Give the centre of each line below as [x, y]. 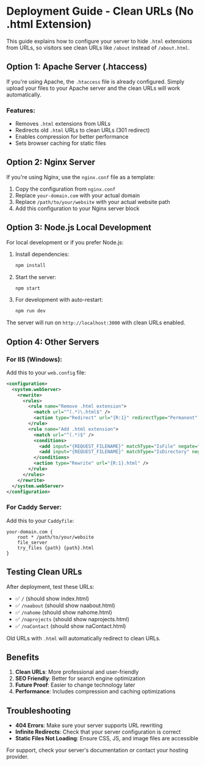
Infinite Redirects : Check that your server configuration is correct [98, 732]
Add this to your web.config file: [46, 372]
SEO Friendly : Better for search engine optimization [80, 679]
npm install [30, 265]
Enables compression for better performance [72, 137]
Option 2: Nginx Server [51, 162]
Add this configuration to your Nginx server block [77, 208]
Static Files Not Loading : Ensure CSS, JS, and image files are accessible [106, 739]
